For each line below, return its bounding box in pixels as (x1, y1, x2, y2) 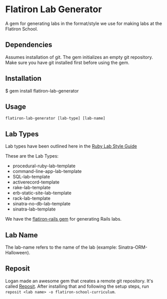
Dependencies (5, 41, 52, 49)
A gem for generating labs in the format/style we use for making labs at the (5, 20, 162, 26)
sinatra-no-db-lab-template (12, 201, 71, 207)
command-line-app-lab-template (12, 168, 82, 174)
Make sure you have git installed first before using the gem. (5, 59, 129, 66)
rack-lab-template (12, 195, 51, 201)
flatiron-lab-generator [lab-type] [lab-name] (5, 116, 106, 121)
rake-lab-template (12, 185, 51, 191)
